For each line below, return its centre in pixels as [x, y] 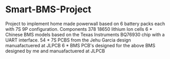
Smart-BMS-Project [48, 9]
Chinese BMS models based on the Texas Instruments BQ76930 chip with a [85, 34]
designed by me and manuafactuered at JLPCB [55, 51]
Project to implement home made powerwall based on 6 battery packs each [85, 24]
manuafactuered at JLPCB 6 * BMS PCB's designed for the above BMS [80, 45]
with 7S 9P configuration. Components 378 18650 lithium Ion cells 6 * [79, 29]
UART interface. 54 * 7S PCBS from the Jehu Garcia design [68, 40]
